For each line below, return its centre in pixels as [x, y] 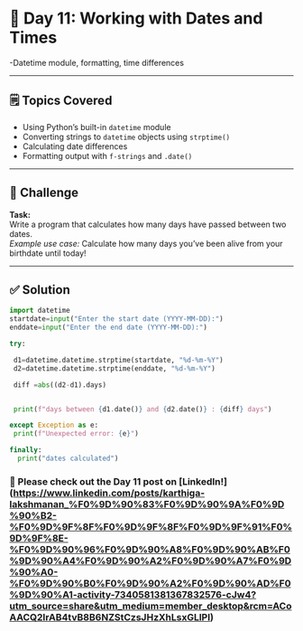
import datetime [40, 311]
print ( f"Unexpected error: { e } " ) [76, 434]
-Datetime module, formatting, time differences [97, 62]
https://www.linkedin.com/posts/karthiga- [109, 493]
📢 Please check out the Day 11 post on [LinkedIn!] [119, 481]
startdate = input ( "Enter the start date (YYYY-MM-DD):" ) [116, 319]
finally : [26, 450]
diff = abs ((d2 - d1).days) [60, 385]
